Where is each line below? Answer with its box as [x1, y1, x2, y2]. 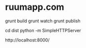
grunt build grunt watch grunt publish [5, 18, 81, 24]
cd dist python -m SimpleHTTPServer [5, 27, 81, 33]
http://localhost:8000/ [5, 37, 50, 43]
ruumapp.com [5, 1, 64, 13]
